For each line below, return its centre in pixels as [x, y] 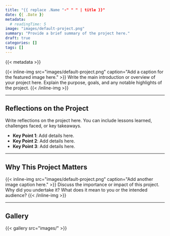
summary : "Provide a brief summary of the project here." [68, 33]
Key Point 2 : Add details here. [44, 141]
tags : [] [14, 48]
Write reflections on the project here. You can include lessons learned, [79, 121]
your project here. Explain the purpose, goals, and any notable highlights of [84, 82]
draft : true [18, 38]
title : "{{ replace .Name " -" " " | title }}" [55, 10]
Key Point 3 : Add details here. [44, 147]
